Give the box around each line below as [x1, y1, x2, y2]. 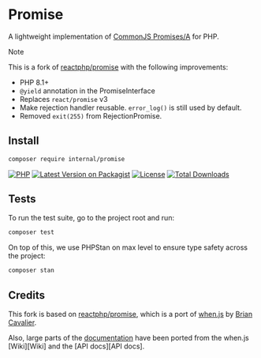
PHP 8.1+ [19, 77, 50, 87]
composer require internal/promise [8, 155, 125, 163]
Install [8, 134, 39, 148]
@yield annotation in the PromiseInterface [19, 85, 155, 96]
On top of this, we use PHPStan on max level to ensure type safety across [8, 243, 248, 252]
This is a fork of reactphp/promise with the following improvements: [8, 62, 229, 72]
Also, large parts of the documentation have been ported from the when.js [8, 334, 250, 342]
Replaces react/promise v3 [19, 94, 108, 104]
